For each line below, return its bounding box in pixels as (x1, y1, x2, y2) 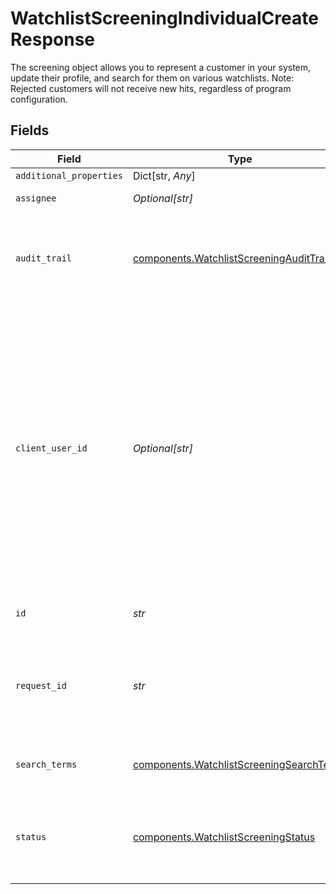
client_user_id (15, 442, 88, 454)
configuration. (10, 93, 68, 105)
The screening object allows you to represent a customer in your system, (10, 61, 312, 73)
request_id (15, 680, 67, 691)
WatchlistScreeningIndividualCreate (10, 7, 319, 30)
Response (10, 28, 96, 51)
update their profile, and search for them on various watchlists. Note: (10, 72, 295, 84)
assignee (15, 192, 57, 204)
